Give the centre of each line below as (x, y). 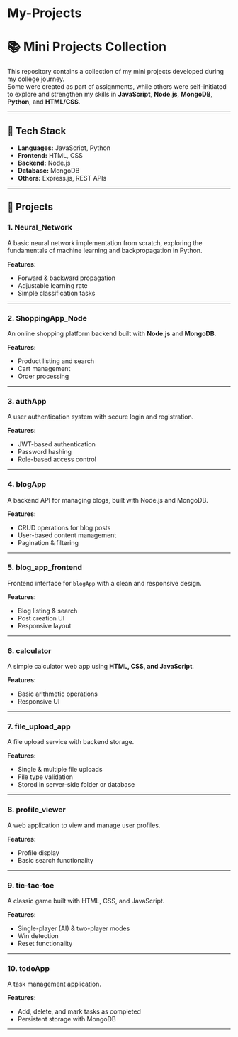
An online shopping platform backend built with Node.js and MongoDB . (112, 333)
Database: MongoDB (49, 170)
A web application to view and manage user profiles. (84, 825)
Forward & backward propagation (66, 278)
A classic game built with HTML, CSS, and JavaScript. (86, 901)
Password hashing (45, 452)
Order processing (43, 376)
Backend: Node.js (44, 163)
